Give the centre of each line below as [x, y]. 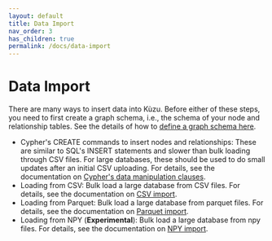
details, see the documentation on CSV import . [99, 194]
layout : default [36, 16]
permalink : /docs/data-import [60, 46]
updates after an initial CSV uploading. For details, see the [118, 169]
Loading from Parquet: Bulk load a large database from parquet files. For [142, 203]
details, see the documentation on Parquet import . [104, 212]
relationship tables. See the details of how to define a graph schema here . [132, 126]
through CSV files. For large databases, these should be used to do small [143, 160]
